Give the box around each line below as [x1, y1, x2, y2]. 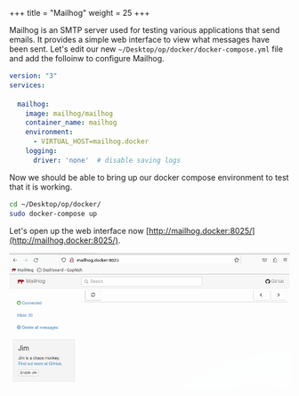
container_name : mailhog [25, 118, 117, 127]
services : [9, 80, 46, 90]
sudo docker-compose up [9, 209, 98, 218]
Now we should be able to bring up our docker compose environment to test [9, 172, 289, 182]
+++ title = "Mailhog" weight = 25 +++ [9, 8, 150, 18]
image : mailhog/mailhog [25, 109, 114, 118]
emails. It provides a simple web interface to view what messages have [9, 35, 270, 44]
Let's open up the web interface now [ [9, 225, 149, 236]
